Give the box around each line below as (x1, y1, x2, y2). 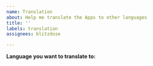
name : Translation (6, 8, 53, 15)
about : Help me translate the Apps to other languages (6, 14, 148, 20)
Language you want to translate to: (6, 53, 96, 60)
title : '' (6, 20, 31, 26)
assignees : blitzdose (6, 31, 61, 37)
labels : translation (6, 25, 59, 32)
